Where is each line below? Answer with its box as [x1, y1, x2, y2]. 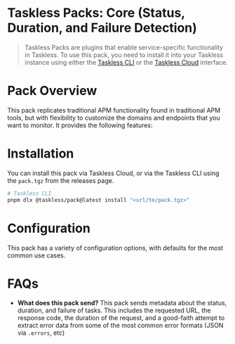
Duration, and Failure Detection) [7, 20, 198, 36]
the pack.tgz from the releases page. [7, 176, 114, 184]
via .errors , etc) [17, 329, 65, 337]
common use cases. [7, 251, 66, 260]
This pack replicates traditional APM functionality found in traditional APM [7, 106, 221, 114]
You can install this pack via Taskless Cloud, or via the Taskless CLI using [7, 169, 220, 177]
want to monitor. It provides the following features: [7, 121, 153, 129]
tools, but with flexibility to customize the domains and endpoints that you [7, 113, 221, 122]
